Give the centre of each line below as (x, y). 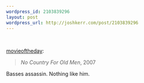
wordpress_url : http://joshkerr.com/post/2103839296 (72, 23)
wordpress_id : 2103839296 (38, 12)
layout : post (22, 17)
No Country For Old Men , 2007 (58, 62)
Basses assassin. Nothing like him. (48, 74)
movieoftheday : (25, 51)
